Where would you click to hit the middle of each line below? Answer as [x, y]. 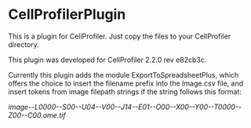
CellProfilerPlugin [67, 15]
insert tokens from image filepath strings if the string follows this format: [125, 91]
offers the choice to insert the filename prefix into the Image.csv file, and [126, 83]
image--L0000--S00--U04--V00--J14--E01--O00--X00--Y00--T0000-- [125, 107]
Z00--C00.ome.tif [37, 115]
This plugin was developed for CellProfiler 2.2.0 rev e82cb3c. [107, 60]
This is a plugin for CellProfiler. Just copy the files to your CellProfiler [120, 36]
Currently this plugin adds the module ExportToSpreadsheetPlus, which [124, 75]
